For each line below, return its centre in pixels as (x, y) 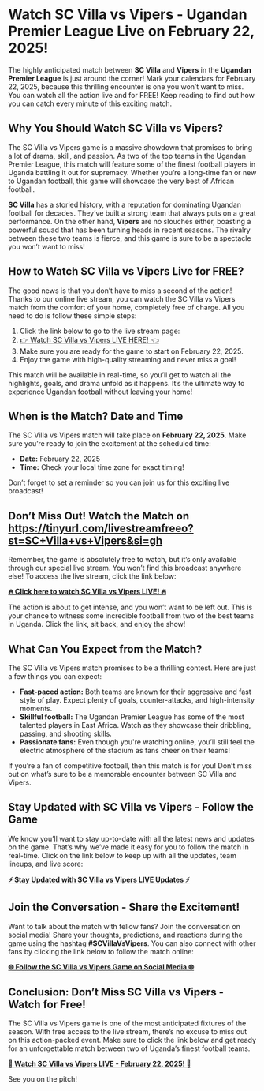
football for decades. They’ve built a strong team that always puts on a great (132, 213)
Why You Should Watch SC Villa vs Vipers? (116, 128)
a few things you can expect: (55, 676)
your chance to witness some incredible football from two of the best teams (131, 616)
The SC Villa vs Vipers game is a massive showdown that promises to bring (130, 147)
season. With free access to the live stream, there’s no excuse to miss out (128, 1032)
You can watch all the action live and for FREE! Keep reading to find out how (131, 95)
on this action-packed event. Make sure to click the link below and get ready (132, 1040)
